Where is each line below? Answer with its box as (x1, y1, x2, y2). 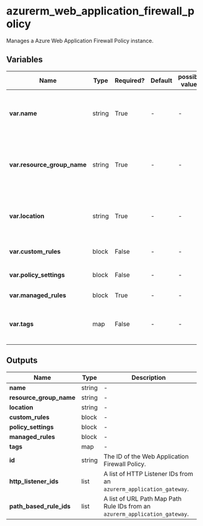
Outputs (6, 355, 38, 366)
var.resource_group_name (9, 160, 87, 168)
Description (131, 373, 166, 382)
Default (150, 76, 172, 85)
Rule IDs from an (103, 502, 151, 510)
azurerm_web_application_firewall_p (6, 4, 195, 18)
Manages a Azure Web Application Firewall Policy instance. (6, 37, 154, 44)
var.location (9, 211, 45, 220)
